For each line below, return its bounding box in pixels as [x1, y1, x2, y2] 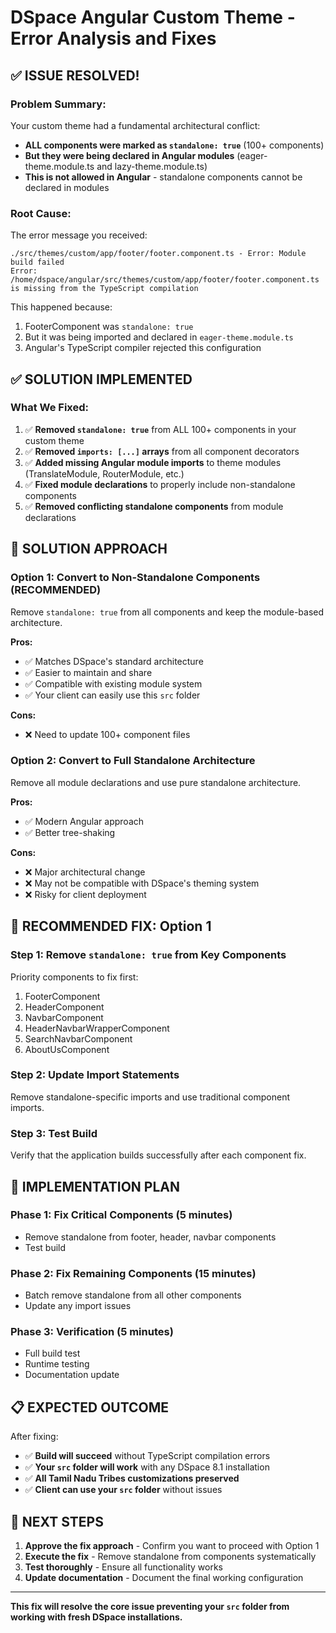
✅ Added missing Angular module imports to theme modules [24, 456, 282, 468]
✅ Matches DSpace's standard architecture [24, 655, 204, 667]
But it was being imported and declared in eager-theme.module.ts [24, 331, 294, 343]
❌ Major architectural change [24, 866, 146, 878]
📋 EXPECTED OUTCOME [10, 1399, 170, 1416]
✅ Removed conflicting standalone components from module [24, 500, 284, 512]
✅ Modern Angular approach [24, 815, 145, 827]
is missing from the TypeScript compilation [10, 284, 199, 294]
